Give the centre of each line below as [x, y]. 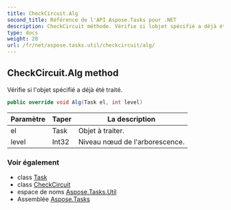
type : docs [23, 33]
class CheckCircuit [44, 184]
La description [132, 119]
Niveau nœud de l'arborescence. [131, 141]
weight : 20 [23, 39]
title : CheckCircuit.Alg [43, 13]
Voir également [33, 162]
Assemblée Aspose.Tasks [54, 199]
